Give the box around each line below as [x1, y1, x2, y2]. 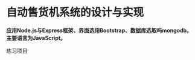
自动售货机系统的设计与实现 [6, 5, 144, 19]
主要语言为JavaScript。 [6, 34, 66, 41]
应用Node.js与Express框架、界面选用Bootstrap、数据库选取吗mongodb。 [6, 27, 192, 34]
